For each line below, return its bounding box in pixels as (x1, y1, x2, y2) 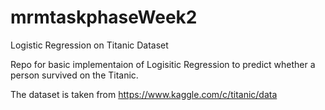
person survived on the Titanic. (10, 69, 139, 81)
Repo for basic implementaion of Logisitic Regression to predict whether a (10, 58, 316, 70)
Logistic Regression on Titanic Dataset (10, 39, 169, 51)
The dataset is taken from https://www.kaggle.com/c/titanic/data (10, 88, 278, 100)
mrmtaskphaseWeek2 (10, 6, 198, 29)
